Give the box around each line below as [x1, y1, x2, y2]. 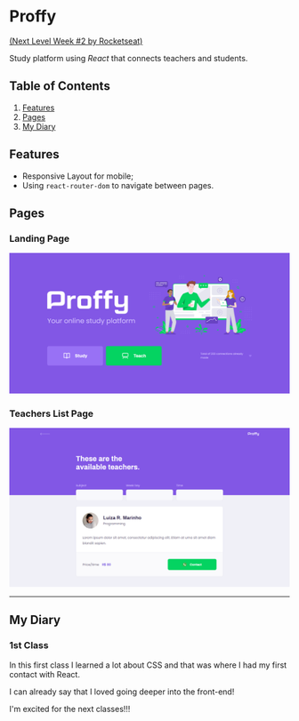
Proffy [9, 6, 57, 27]
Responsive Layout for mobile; [21, 171, 133, 181]
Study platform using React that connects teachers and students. [9, 52, 248, 63]
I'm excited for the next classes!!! [9, 703, 131, 714]
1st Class [9, 639, 49, 652]
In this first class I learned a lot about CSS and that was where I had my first [9, 660, 287, 670]
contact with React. [9, 669, 80, 679]
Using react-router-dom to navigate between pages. [21, 180, 214, 190]
